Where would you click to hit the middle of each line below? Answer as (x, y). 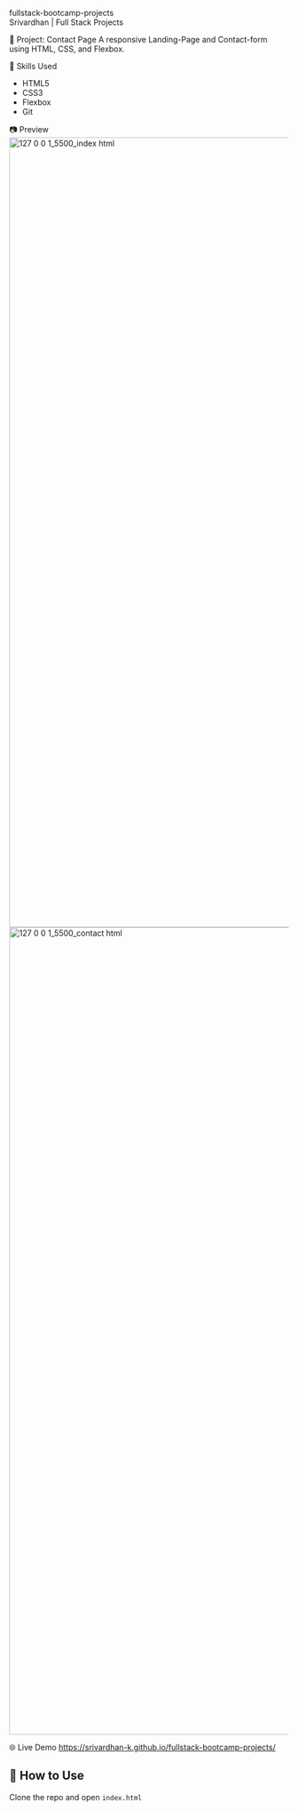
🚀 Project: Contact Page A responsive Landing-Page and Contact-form (138, 40)
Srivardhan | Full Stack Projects (67, 22)
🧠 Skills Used (33, 66)
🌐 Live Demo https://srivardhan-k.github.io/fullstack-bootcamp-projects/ (143, 1747)
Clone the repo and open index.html (76, 1797)
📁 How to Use (47, 1776)
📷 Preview (29, 129)
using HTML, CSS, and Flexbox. (67, 49)
